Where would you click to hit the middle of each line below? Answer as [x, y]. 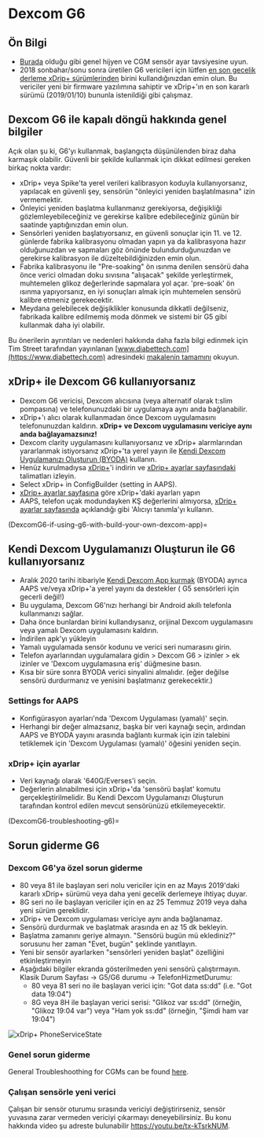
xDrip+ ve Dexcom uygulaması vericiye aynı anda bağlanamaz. [121, 919]
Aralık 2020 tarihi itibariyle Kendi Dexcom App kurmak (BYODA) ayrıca [133, 580]
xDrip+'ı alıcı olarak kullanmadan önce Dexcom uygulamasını [117, 417]
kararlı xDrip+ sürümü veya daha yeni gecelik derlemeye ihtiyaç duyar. [133, 893]
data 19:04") [51, 994]
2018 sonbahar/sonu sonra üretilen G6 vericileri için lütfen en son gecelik [137, 70]
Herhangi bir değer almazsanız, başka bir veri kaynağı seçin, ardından [132, 726]
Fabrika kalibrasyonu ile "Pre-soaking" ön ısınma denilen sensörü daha [134, 266]
